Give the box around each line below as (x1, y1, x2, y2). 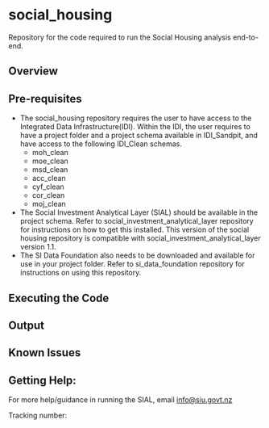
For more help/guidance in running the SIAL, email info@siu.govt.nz (8, 395, 233, 405)
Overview (8, 65, 59, 78)
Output (8, 318, 44, 332)
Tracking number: (8, 410, 68, 421)
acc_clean (31, 174, 66, 183)
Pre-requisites (8, 91, 82, 106)
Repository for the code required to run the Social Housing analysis (8, 32, 231, 42)
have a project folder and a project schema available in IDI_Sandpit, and (19, 131, 258, 141)
